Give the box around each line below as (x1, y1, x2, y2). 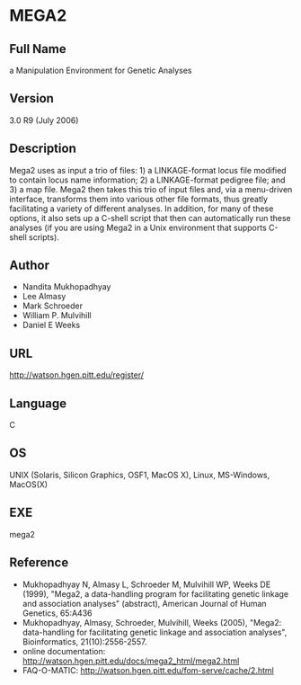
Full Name (9, 41, 66, 57)
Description (9, 141, 76, 156)
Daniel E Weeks (22, 320, 81, 331)
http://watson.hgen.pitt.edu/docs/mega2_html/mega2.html (22, 655, 240, 666)
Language (9, 396, 67, 411)
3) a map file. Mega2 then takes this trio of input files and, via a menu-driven (9, 183, 293, 194)
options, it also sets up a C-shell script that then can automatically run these (9, 212, 291, 223)
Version (9, 91, 54, 106)
